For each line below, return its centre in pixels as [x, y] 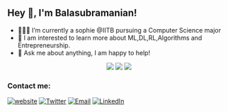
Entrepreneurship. [44, 45]
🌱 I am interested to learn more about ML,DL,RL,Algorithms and [110, 38]
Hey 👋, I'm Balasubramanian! [72, 13]
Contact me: [29, 86]
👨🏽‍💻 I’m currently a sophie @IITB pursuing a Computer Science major [119, 30]
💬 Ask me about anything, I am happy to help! [84, 52]
